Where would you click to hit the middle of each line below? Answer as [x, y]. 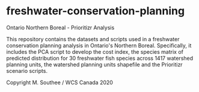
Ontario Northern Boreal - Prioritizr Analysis [60, 27]
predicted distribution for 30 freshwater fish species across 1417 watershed [100, 58]
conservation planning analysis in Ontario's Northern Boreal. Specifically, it [99, 45]
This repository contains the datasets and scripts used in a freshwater [93, 39]
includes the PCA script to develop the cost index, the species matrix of [95, 51]
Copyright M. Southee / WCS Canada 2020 [60, 82]
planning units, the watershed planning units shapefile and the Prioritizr [94, 65]
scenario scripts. [27, 70]
